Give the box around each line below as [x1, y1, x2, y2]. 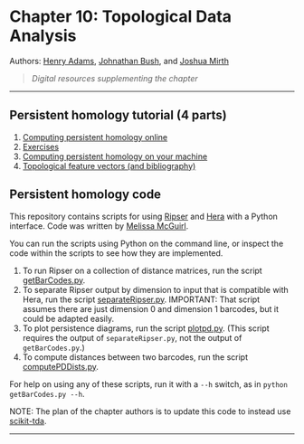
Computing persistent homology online [22, 131, 168, 142]
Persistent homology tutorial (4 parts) [9, 108, 228, 123]
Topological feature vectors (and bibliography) [22, 160, 196, 171]
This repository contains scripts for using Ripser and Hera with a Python [9, 211, 279, 222]
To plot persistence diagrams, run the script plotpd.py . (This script [22, 323, 270, 334]
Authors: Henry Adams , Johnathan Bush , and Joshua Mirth [9, 55, 229, 66]
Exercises [22, 141, 60, 152]
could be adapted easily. [22, 313, 115, 324]
